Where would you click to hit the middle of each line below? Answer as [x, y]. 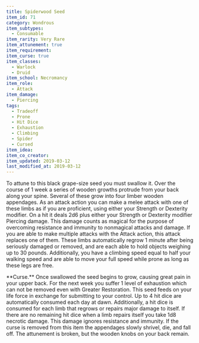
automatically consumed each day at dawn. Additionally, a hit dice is [90, 302]
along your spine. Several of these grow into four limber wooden [85, 196]
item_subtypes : [25, 28]
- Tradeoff [25, 111]
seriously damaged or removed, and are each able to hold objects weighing [99, 247]
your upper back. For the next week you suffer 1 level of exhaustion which [97, 284]
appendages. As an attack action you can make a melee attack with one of [97, 202]
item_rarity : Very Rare [36, 39]
